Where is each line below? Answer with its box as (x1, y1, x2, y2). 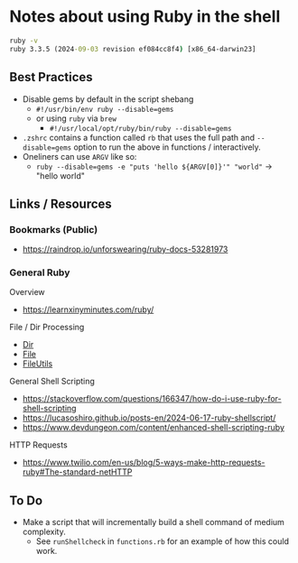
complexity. (22, 526, 66, 538)
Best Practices (9, 69, 93, 85)
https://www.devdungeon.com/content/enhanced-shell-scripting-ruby (22, 422, 284, 433)
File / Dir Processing (9, 322, 85, 333)
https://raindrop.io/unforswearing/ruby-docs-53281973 (22, 244, 228, 254)
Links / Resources (9, 196, 113, 211)
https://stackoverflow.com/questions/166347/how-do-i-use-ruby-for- (22, 393, 282, 404)
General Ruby (9, 266, 70, 279)
